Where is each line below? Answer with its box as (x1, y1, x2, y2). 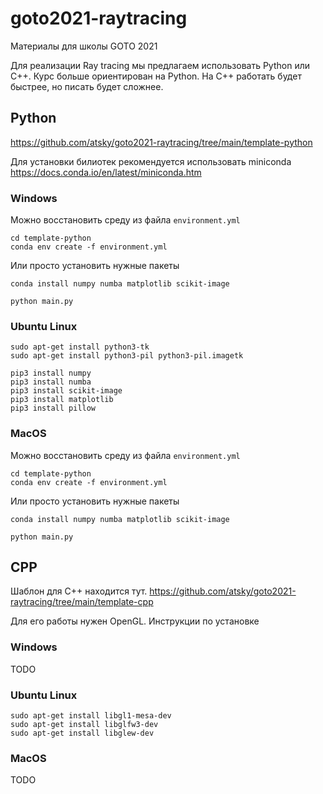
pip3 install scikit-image (10, 386, 123, 396)
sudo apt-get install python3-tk (10, 342, 150, 352)
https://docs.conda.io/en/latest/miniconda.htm (10, 166, 202, 178)
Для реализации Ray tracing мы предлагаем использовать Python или (10, 59, 310, 71)
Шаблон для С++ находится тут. (10, 585, 148, 597)
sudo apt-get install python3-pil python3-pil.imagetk (10, 351, 244, 361)
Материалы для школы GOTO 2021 (10, 40, 158, 52)
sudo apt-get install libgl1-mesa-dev (10, 711, 172, 721)
